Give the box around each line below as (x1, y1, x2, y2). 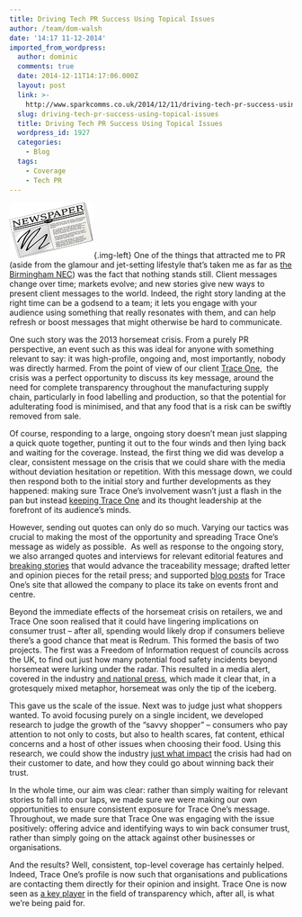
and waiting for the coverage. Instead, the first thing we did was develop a (9, 446, 285, 458)
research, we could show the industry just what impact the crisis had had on (9, 748, 292, 759)
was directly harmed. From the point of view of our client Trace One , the (9, 363, 279, 373)
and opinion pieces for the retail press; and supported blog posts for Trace (9, 570, 286, 580)
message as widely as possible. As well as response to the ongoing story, (9, 541, 285, 552)
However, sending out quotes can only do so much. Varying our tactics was (9, 522, 289, 533)
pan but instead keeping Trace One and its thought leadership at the (9, 495, 262, 506)
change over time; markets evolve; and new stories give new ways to (9, 278, 265, 289)
